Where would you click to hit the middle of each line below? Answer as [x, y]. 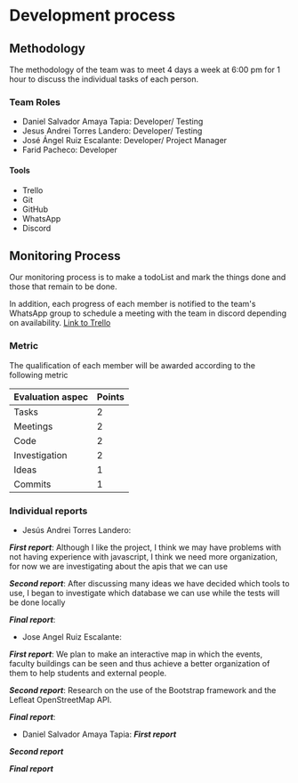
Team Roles [35, 101]
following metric [39, 375]
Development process [93, 16]
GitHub [35, 209]
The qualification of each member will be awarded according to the [133, 365]
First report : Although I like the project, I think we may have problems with [145, 547]
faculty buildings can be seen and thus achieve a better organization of [140, 663]
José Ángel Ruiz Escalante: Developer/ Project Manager [125, 141]
